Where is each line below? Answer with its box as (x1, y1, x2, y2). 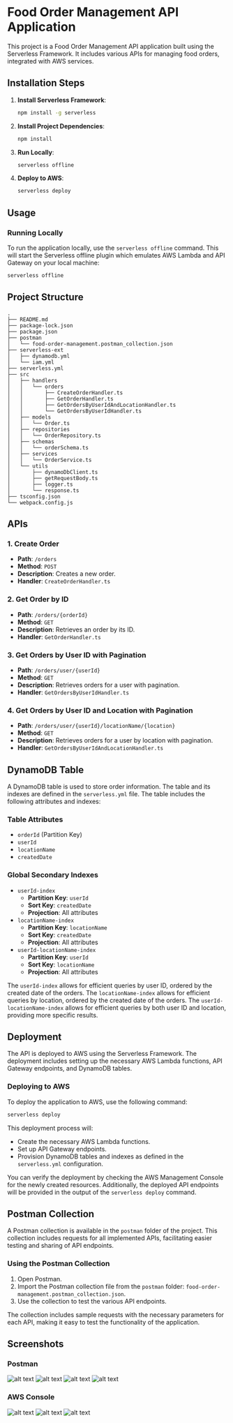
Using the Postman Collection (7, 1259, 110, 1269)
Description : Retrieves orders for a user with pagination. (17, 680, 180, 689)
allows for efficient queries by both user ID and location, (65, 1003, 227, 1012)
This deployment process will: (7, 1124, 93, 1132)
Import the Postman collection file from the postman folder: (17, 1282, 185, 1290)
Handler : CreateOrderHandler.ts (17, 577, 111, 586)
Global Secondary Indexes (7, 870, 99, 880)
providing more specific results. (7, 1011, 98, 1019)
